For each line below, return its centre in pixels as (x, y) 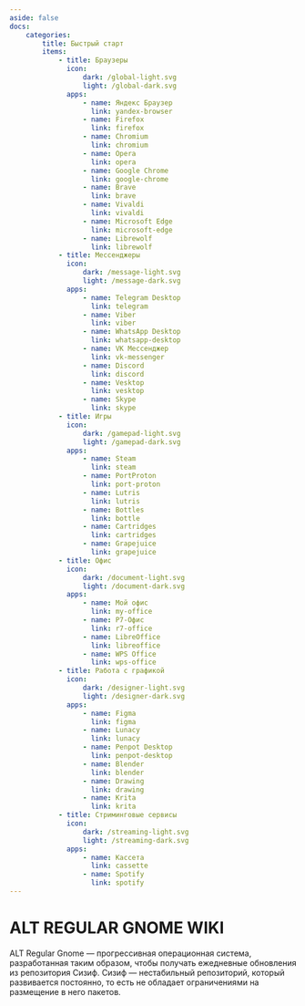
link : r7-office (122, 628)
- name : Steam (109, 459)
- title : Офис (85, 560)
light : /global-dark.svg (130, 86)
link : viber (113, 323)
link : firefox (117, 129)
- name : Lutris (112, 493)
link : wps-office (123, 662)
